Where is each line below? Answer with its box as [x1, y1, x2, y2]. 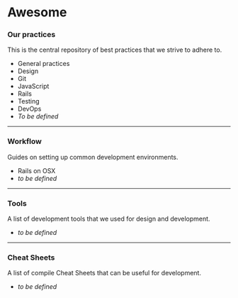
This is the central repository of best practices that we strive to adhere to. [7, 45, 222, 54]
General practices [17, 60, 70, 68]
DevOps [17, 104, 42, 114]
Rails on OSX [17, 166, 56, 175]
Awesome [7, 4, 67, 21]
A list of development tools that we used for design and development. [7, 214, 210, 223]
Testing [17, 97, 40, 106]
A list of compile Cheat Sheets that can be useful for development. [7, 269, 202, 277]
